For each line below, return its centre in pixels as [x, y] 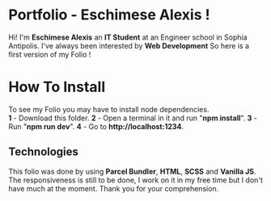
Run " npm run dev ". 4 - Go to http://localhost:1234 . [96, 126]
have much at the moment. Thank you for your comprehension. [114, 188]
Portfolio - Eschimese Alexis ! [109, 15]
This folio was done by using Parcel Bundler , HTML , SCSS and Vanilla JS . [132, 171]
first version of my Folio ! [50, 54]
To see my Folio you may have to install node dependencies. [109, 109]
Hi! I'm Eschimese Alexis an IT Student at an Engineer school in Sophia [128, 37]
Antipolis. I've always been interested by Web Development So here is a [129, 45]
